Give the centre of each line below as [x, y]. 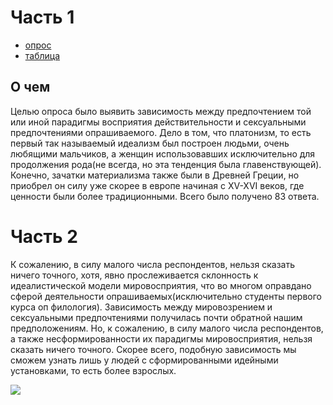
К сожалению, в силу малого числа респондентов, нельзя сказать [153, 264]
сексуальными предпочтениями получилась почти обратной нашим [156, 317]
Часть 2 [44, 236]
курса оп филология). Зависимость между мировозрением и [141, 307]
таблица [42, 55]
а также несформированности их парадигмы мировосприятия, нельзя [161, 338]
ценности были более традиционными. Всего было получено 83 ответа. [165, 196]
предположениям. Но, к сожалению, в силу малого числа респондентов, [167, 328]
